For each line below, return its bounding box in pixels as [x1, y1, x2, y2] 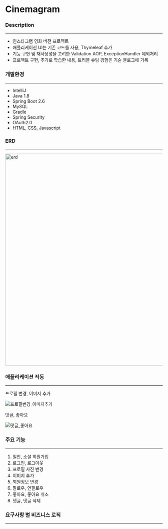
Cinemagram [5, 4, 60, 15]
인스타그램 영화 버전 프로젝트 [12, 38, 69, 44]
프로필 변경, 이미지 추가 [5, 391, 51, 397]
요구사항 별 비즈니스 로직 [5, 511, 61, 518]
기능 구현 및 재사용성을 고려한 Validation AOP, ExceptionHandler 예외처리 [12, 51, 158, 57]
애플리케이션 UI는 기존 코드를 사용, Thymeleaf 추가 [12, 44, 112, 51]
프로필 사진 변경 [12, 466, 43, 472]
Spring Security [12, 114, 45, 120]
